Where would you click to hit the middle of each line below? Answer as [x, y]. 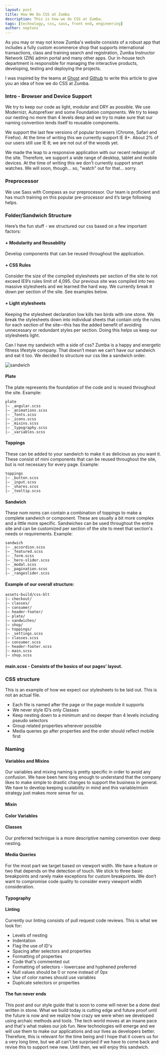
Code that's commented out [41, 961]
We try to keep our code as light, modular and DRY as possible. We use [78, 107]
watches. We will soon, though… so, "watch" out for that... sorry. [71, 168]
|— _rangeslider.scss [28, 573]
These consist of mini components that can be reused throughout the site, [81, 459]
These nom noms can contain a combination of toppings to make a [73, 513]
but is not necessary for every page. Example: [52, 465]
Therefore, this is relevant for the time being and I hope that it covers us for [82, 1037]
